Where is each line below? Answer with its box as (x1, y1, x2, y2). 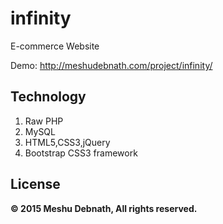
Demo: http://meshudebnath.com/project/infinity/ (10, 59, 213, 71)
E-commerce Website (10, 40, 100, 52)
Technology (10, 88, 87, 106)
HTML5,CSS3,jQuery (24, 136, 111, 148)
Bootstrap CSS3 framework (24, 147, 138, 159)
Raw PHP (24, 115, 64, 127)
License (10, 176, 61, 193)
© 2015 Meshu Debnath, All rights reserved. (10, 202, 198, 214)
